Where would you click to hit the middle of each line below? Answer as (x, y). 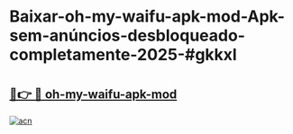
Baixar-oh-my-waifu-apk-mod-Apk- (147, 17)
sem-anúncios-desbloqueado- (128, 36)
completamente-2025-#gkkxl (123, 55)
